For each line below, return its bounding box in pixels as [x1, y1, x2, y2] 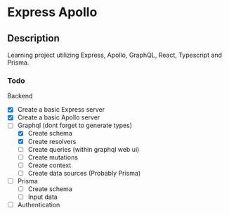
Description [7, 32, 60, 44]
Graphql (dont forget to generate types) [17, 121, 132, 130]
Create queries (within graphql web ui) [27, 145, 140, 153]
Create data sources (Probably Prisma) [27, 169, 141, 177]
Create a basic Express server [17, 105, 105, 114]
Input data [27, 193, 58, 201]
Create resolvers [27, 137, 77, 145]
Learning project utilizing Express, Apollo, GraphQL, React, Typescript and [7, 51, 223, 59]
